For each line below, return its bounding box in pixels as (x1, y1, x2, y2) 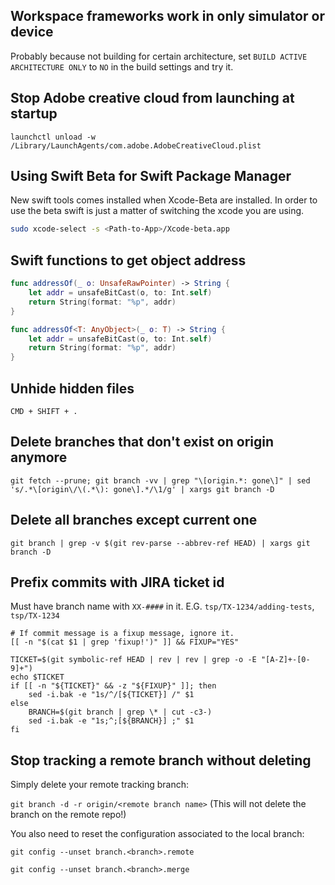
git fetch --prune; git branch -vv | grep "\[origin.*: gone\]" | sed (10, 475, 311, 486)
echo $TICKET (10, 672, 65, 683)
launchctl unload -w (10, 132, 97, 142)
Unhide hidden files (10, 380, 135, 397)
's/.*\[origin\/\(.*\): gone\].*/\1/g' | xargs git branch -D (10, 484, 275, 494)
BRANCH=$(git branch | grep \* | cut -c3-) (28, 707, 213, 718)
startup (10, 105, 58, 123)
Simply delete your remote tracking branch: (10, 779, 190, 791)
